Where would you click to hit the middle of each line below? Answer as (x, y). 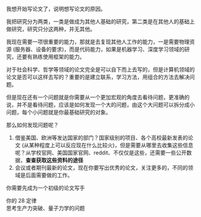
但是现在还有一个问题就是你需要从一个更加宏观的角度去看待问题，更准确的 (98, 97)
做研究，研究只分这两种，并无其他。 (51, 29)
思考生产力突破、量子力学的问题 (45, 208)
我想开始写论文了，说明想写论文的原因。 (56, 9)
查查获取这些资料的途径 (54, 160)
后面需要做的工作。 (49, 175)
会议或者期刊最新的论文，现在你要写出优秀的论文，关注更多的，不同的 (101, 168)
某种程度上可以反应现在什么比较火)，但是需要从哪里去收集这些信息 (111, 145)
